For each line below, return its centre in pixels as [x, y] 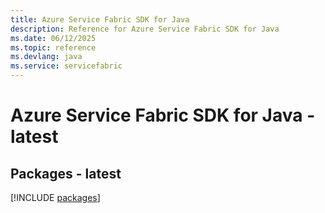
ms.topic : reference [53, 47]
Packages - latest [66, 173]
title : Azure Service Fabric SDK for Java [100, 19]
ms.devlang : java [46, 57]
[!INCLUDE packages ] [55, 197]
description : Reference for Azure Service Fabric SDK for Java [145, 29]
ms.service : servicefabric [66, 66]
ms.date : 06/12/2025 [53, 38]
